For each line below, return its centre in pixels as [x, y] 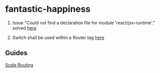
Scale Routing [19, 65]
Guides [17, 53]
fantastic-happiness [48, 9]
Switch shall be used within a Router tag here [58, 37]
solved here [24, 28]
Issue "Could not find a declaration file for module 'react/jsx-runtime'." [84, 23]
